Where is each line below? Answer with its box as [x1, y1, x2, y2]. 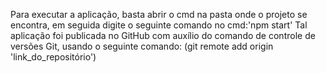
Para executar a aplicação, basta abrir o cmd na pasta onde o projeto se [10, 9, 308, 20]
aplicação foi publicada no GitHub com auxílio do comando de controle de [10, 30, 316, 41]
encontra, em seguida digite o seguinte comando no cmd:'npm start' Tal [10, 19, 308, 31]
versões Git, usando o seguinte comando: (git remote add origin [10, 40, 274, 52]
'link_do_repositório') [10, 51, 97, 63]
